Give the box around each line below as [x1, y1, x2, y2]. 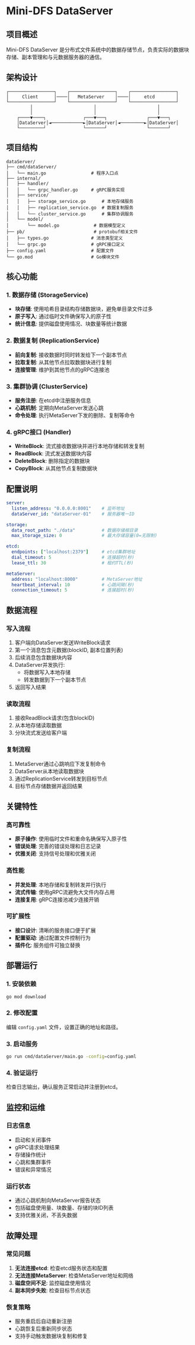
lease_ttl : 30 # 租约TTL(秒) [11, 559, 134, 566]
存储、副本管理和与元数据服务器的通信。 [6, 53, 105, 61]
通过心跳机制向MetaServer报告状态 [14, 1197, 101, 1204]
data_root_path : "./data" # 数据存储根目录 [11, 527, 138, 533]
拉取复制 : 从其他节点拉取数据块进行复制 [14, 358, 111, 365]
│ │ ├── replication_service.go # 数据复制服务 [6, 205, 134, 211]
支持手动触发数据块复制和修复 [14, 1333, 88, 1340]
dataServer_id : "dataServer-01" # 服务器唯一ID [11, 511, 135, 517]
